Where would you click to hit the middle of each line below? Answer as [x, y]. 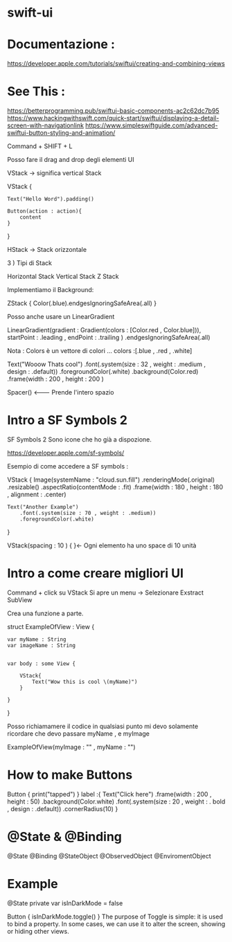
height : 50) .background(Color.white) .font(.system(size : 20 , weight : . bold [116, 801]
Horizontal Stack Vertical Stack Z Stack [63, 277]
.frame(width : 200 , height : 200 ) [55, 379]
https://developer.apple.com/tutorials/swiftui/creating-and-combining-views [116, 64]
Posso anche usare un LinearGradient [61, 317]
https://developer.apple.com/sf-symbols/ [66, 453]
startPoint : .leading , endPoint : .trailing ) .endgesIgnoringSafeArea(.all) [109, 338]
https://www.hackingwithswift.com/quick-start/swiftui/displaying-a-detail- [113, 118]
